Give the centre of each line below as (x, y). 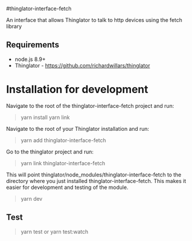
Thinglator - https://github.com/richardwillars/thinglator (82, 65)
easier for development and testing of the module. (67, 187)
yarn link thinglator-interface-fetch (63, 163)
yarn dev (31, 198)
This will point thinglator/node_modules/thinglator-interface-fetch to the (94, 175)
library (14, 26)
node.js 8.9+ (30, 59)
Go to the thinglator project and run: (50, 152)
